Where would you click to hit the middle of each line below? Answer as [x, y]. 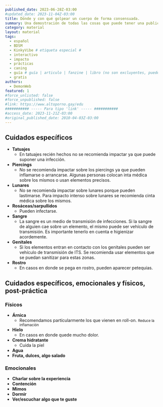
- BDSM [16, 46]
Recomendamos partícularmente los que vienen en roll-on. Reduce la [87, 321]
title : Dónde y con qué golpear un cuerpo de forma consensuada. [72, 18]
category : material [25, 28]
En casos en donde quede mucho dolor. [59, 335]
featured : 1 [17, 91]
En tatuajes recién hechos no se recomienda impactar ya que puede [88, 154]
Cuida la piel [32, 345]
